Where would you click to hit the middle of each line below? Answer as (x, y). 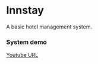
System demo (27, 42)
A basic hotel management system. (49, 27)
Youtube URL (22, 55)
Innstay (25, 10)
